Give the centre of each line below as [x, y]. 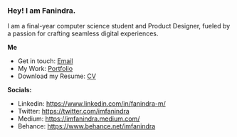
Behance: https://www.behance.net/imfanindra [86, 126]
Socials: [20, 90]
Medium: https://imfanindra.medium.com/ [79, 119]
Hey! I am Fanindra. [42, 11]
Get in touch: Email [45, 61]
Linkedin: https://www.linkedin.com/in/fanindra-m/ [91, 104]
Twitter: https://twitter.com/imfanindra [73, 111]
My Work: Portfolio [45, 69]
